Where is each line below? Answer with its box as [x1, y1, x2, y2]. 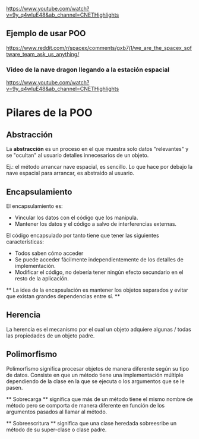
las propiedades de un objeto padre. [6, 332, 95, 339]
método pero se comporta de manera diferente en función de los [6, 402, 165, 409]
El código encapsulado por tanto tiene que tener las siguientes [6, 232, 159, 239]
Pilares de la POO [6, 106, 93, 119]
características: [6, 238, 45, 245]
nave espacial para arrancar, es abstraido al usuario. [6, 169, 135, 177]
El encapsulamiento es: [6, 202, 64, 210]
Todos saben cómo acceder [14, 249, 84, 257]
